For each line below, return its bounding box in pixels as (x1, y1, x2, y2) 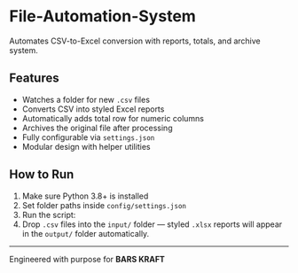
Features (9, 71, 59, 86)
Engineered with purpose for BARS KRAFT (9, 253, 166, 264)
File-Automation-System (9, 6, 197, 27)
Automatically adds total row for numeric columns (21, 113, 204, 123)
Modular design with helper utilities (21, 141, 151, 152)
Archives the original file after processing (21, 122, 173, 133)
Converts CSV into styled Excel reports (21, 104, 165, 114)
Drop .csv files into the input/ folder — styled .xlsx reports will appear (21, 219, 283, 230)
